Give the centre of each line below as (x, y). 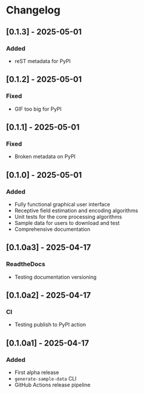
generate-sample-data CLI (45, 379)
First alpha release (37, 372)
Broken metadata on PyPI (45, 157)
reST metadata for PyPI (43, 61)
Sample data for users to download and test (67, 223)
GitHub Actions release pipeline (52, 385)
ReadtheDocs (26, 264)
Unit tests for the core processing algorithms (68, 216)
